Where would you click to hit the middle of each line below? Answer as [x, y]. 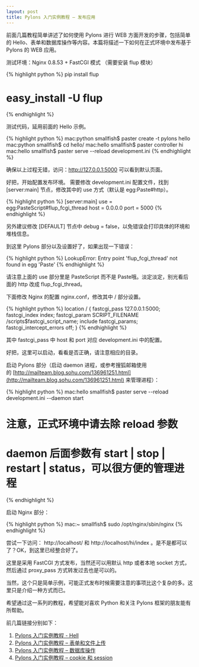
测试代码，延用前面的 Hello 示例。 [48, 127]
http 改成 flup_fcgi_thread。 [52, 284]
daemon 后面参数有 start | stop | [86, 453]
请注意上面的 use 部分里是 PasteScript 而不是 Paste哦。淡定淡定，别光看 [95, 277]
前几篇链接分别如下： [32, 622]
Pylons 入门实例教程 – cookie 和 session [64, 658]
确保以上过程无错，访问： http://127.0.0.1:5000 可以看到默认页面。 [86, 170]
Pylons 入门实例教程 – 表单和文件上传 [60, 643]
